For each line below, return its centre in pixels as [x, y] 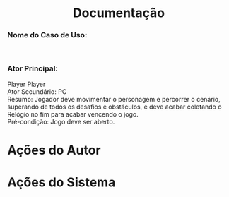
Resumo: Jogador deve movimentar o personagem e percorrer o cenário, [114, 99]
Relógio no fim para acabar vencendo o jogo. [73, 114]
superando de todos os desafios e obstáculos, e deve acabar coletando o [114, 107]
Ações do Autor [54, 150]
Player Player [27, 84]
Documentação [119, 13]
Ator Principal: [33, 68]
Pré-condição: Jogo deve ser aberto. [61, 121]
